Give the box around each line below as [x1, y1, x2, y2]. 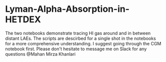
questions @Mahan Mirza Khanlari [5, 51, 76, 57]
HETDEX [5, 14, 41, 25]
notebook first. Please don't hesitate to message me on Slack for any [5, 46, 147, 52]
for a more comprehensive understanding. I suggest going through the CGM [5, 40, 162, 46]
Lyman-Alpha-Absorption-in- [5, 3, 130, 15]
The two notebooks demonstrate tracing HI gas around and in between [5, 30, 151, 36]
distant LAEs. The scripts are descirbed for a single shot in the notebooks [5, 35, 156, 41]
